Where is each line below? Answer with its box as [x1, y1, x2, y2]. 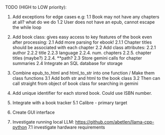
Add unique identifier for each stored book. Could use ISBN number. [12, 90, 153, 96]
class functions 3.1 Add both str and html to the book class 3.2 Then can [12, 75, 161, 81]
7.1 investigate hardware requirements [28, 124, 105, 130]
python [12, 124, 27, 130]
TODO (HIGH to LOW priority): [5, 4, 67, 10]
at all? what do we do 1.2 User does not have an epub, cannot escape [12, 19, 155, 25]
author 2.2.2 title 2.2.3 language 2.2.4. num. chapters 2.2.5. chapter [12, 50, 152, 56]
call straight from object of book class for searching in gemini [12, 80, 138, 86]
